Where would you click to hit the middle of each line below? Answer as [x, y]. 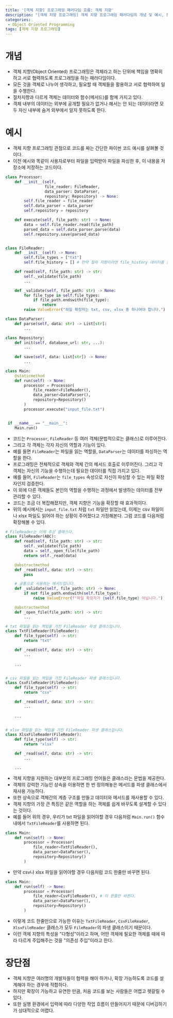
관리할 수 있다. [27, 496]
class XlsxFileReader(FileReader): [44, 735]
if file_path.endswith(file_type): [71, 300]
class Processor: [24, 177]
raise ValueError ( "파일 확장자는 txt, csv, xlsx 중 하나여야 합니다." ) [95, 310]
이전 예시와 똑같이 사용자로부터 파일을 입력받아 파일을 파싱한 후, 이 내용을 [86, 161]
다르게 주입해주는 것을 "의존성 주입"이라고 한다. [66, 940]
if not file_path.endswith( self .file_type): [72, 593]
